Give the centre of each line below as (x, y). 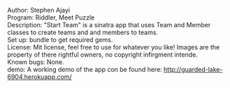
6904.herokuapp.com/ (39, 77)
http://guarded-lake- (193, 69)
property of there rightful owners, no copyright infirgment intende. (102, 54)
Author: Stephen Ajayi (39, 10)
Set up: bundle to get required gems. (60, 40)
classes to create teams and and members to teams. (83, 32)
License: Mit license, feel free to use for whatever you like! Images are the (114, 47)
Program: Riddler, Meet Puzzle (51, 17)
